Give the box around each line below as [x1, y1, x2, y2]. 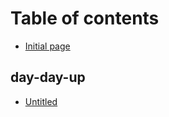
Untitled [24, 95, 58, 107]
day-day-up [10, 69, 86, 86]
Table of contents [10, 7, 160, 30]
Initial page [24, 40, 71, 52]
